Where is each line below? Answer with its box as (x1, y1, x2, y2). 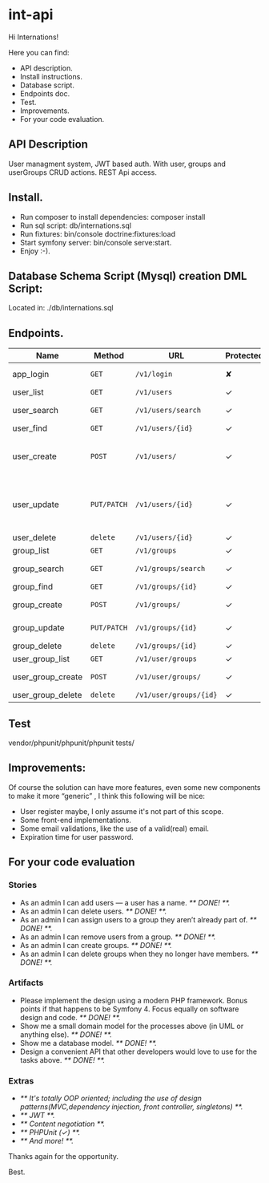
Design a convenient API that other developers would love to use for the (19, 1047, 258, 1056)
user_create (12, 451, 58, 462)
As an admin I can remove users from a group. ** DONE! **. (19, 932, 216, 942)
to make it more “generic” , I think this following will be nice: (8, 791, 206, 800)
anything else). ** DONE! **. (19, 1029, 112, 1039)
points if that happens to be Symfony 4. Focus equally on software (19, 1004, 239, 1014)
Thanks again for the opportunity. (8, 1152, 118, 1161)
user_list (12, 387, 44, 398)
